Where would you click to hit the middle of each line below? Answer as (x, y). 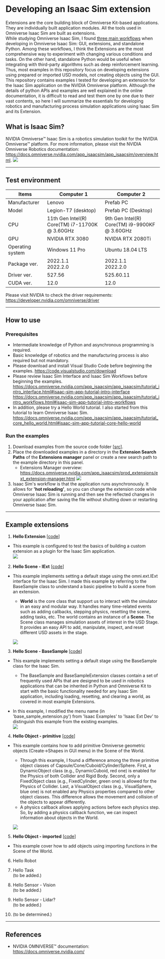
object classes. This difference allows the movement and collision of (89, 797)
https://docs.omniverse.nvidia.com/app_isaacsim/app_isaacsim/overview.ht (82, 154)
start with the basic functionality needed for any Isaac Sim (79, 691)
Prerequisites (22, 334)
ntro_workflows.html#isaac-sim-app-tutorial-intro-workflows (74, 402)
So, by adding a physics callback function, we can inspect (79, 813)
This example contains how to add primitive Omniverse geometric (79, 746)
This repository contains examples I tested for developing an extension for (81, 80)
